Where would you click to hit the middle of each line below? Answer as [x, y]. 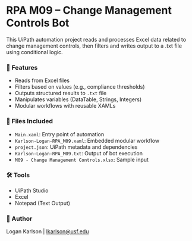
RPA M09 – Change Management [89, 10]
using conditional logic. [35, 52]
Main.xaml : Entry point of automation [59, 134]
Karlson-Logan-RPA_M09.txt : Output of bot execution [78, 153]
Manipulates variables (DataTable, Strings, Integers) [78, 99]
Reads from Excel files [42, 80]
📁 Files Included [30, 121]
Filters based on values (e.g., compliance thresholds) [80, 87]
